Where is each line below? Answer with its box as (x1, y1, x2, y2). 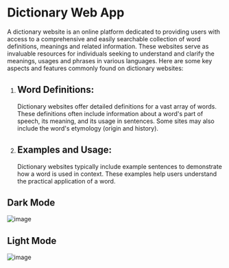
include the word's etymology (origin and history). (16, 124, 159, 132)
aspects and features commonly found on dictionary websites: (7, 64, 184, 72)
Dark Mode (7, 197, 56, 208)
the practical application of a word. (16, 177, 116, 185)
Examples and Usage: (16, 144, 112, 156)
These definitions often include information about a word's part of (16, 109, 204, 118)
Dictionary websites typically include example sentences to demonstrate (16, 162, 223, 170)
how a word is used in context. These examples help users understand (16, 170, 217, 178)
